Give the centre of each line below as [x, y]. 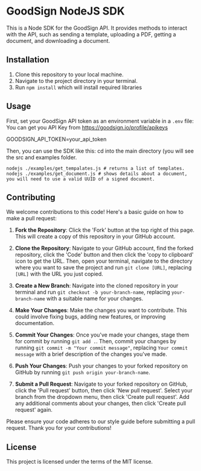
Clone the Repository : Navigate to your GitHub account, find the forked [104, 248]
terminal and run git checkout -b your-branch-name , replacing [92, 292]
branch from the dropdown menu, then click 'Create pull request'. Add [102, 397]
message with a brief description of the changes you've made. [91, 354]
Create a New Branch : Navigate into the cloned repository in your [97, 286]
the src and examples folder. [42, 157]
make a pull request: [32, 219]
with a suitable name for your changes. [95, 298]
